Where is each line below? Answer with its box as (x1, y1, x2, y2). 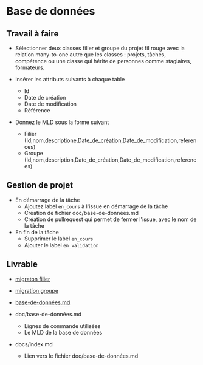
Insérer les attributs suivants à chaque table (15, 76, 125, 83)
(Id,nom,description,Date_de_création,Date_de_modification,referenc (24, 156, 197, 163)
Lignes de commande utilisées (24, 322, 101, 329)
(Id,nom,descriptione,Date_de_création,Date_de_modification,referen (24, 137, 197, 144)
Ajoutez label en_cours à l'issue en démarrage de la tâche (24, 202, 168, 210)
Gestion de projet (6, 180, 74, 191)
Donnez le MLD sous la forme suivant (15, 118, 109, 126)
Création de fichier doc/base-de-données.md (24, 209, 139, 216)
